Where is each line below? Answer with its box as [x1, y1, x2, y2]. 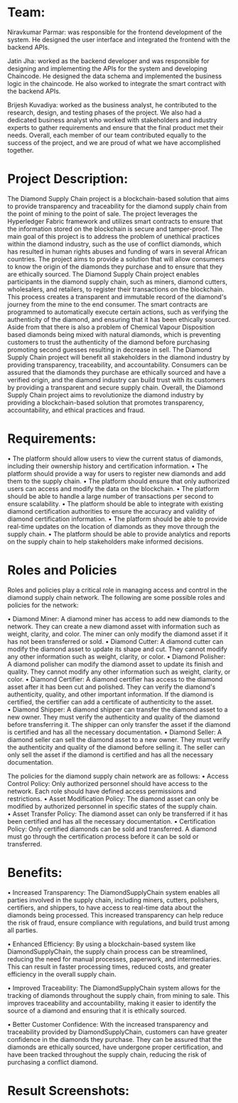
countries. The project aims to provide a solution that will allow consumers [7, 254, 225, 263]
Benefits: [7, 864, 63, 881]
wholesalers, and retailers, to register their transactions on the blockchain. [7, 285, 225, 294]
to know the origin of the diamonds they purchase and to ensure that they [7, 262, 223, 271]
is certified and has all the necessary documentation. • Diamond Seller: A [7, 728, 222, 736]
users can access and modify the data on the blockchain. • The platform [7, 484, 220, 493]
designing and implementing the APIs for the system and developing [7, 64, 207, 72]
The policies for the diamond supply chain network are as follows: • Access [7, 772, 229, 780]
